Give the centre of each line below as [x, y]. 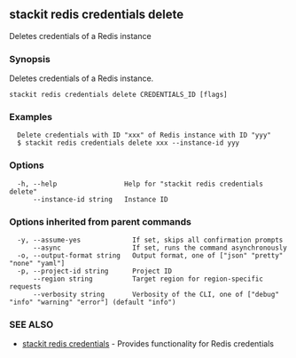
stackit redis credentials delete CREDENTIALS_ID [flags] [118, 95]
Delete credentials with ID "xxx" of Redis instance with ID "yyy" [144, 135]
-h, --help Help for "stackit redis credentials [140, 184]
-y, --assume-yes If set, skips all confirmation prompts [150, 240]
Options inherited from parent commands [101, 221]
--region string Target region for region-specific [148, 279]
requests [25, 287]
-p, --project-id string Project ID [95, 271]
